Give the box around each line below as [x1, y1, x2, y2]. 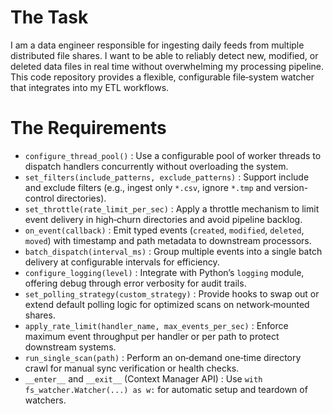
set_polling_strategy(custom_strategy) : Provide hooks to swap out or [24, 287, 320, 300]
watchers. [24, 394, 67, 406]
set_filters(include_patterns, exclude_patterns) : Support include [24, 171, 310, 183]
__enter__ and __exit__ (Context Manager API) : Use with [24, 372, 263, 385]
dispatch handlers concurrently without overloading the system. [24, 160, 289, 172]
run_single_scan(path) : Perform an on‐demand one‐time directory [24, 351, 302, 363]
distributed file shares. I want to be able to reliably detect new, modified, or [10, 49, 319, 61]
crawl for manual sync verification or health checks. [24, 362, 240, 374]
